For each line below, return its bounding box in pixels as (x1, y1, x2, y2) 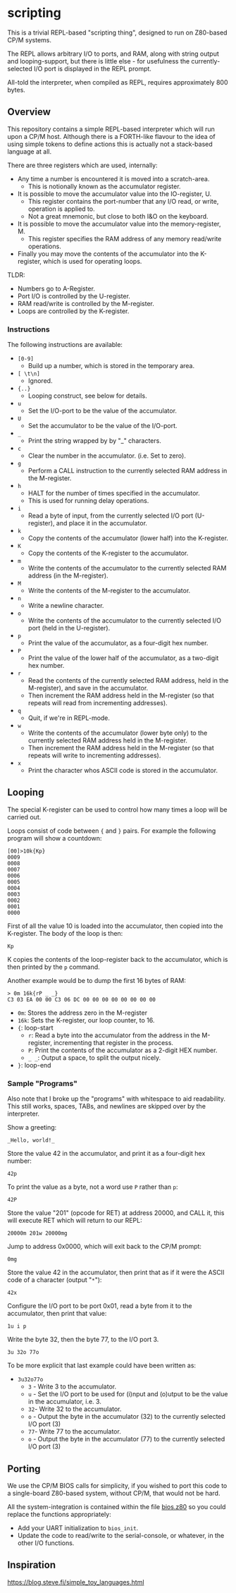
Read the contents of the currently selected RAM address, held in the (27, 676, 229, 685)
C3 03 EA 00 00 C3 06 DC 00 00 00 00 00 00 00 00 (7, 996, 156, 1003)
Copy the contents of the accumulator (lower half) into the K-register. (27, 534, 229, 542)
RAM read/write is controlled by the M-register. (17, 299, 155, 307)
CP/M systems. (7, 35, 51, 44)
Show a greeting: (7, 1123, 57, 1132)
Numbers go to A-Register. (17, 284, 95, 293)
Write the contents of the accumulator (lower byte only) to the (27, 728, 208, 738)
